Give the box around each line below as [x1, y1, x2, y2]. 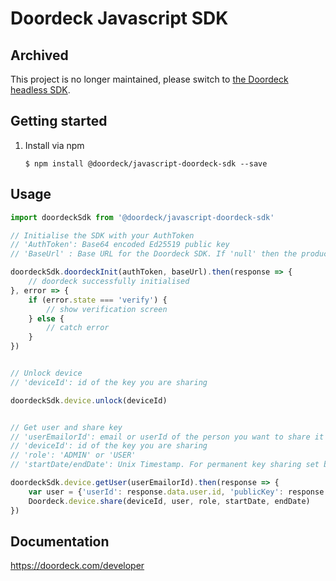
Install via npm [24, 139, 85, 151]
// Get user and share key [10, 422, 123, 432]
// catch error [46, 323, 110, 333]
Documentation [10, 533, 110, 550]
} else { [28, 313, 65, 324]
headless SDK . [10, 84, 71, 96]
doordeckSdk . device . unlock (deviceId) [10, 395, 168, 406]
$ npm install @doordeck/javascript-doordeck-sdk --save [24, 158, 268, 169]
